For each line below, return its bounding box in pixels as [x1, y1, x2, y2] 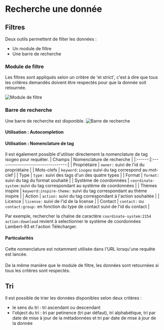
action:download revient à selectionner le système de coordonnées [5, 218, 141, 225]
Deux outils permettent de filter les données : [5, 36, 97, 42]
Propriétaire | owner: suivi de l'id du [73, 162, 145, 168]
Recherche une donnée [5, 3, 102, 15]
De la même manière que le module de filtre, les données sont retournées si [5, 263, 159, 268]
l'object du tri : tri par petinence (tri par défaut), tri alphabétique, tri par [12, 310, 156, 316]
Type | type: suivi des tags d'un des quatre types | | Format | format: [19, 172, 160, 178]
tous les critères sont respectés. [5, 267, 70, 274]
